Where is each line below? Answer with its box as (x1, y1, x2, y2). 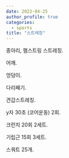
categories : (6, 19, 35, 25)
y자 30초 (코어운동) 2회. (6, 109, 61, 116)
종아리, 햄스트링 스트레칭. (6, 47, 64, 54)
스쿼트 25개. (6, 146, 34, 153)
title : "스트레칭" (6, 30, 46, 36)
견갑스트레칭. (6, 97, 36, 104)
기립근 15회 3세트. (6, 134, 47, 141)
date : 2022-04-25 (6, 8, 48, 15)
